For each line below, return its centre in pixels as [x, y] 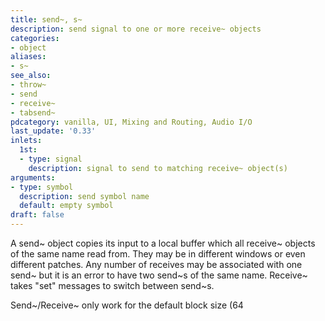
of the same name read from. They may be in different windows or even [158, 254]
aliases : [28, 57]
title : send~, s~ [46, 19]
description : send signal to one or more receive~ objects [136, 29]
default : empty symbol [66, 206]
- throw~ [28, 85]
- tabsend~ [33, 112]
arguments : [33, 177]
